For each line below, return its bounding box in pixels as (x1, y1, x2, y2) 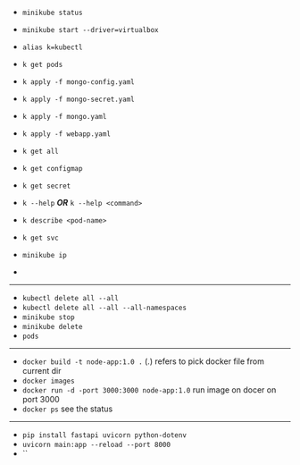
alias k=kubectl (21, 43, 83, 52)
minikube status (21, 8, 83, 17)
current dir (21, 366, 62, 376)
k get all (21, 147, 60, 156)
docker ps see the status (21, 403, 113, 414)
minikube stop (21, 313, 75, 322)
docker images (21, 376, 75, 385)
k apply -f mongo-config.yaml (21, 78, 136, 87)
